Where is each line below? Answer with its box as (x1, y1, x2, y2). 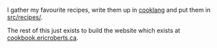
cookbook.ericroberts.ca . (7, 34, 79, 42)
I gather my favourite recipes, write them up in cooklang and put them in (7, 6, 211, 14)
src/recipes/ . (7, 13, 43, 21)
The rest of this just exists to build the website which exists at (7, 27, 181, 34)
